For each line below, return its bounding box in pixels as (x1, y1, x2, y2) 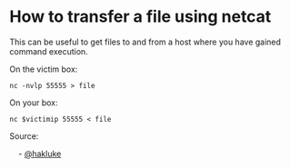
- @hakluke (17, 148, 62, 159)
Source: (9, 130, 39, 142)
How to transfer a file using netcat (9, 6, 272, 27)
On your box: (9, 97, 58, 108)
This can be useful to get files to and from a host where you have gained (9, 36, 282, 47)
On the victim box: (9, 64, 78, 74)
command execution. (9, 45, 88, 56)
